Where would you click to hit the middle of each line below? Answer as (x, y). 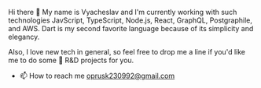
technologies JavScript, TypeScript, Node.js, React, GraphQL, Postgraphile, (130, 20)
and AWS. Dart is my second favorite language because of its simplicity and (131, 28)
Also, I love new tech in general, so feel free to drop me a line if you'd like (127, 52)
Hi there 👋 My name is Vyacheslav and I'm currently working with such (123, 12)
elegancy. (24, 37)
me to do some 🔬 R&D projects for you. (71, 60)
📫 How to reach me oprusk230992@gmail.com (97, 76)
